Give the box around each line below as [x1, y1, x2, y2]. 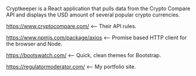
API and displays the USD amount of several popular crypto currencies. [6, 11, 181, 18]
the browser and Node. [6, 41, 63, 47]
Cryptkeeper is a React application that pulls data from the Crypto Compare [6, 5, 191, 12]
